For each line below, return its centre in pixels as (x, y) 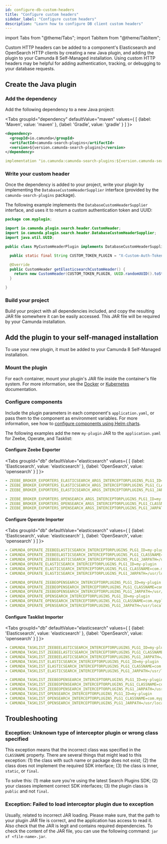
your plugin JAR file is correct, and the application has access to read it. (79, 820)
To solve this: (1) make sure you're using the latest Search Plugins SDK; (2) (82, 781)
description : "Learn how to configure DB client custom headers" (74, 24)
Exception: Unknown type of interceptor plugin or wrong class (82, 732)
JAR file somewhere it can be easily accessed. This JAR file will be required (83, 317)
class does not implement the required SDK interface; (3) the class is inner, (82, 766)
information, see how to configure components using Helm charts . (73, 423)
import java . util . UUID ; (30, 238)
